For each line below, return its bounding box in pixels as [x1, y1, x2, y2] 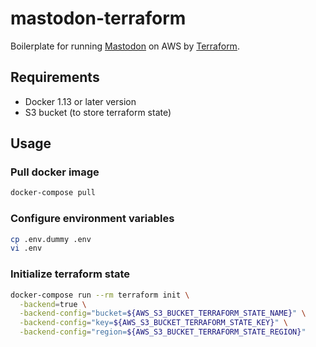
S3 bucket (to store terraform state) [24, 106, 172, 118]
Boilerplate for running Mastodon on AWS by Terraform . [10, 40, 240, 52]
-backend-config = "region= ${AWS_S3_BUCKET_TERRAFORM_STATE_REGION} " [19, 327, 307, 337]
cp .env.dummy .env [10, 234, 92, 244]
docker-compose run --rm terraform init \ [10, 290, 190, 300]
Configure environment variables [10, 212, 175, 226]
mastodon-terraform [10, 7, 187, 30]
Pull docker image [10, 165, 100, 179]
